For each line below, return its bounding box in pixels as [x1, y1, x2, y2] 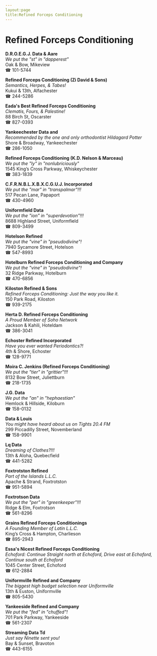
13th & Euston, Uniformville [5, 588, 62, 594]
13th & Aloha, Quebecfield [5, 453, 60, 459]
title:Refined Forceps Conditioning [5, 12, 83, 17]
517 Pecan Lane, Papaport [5, 192, 60, 198]
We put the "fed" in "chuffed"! [5, 609, 68, 615]
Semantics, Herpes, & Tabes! [5, 82, 66, 88]
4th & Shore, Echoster [5, 348, 51, 354]
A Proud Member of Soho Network [5, 317, 77, 323]
